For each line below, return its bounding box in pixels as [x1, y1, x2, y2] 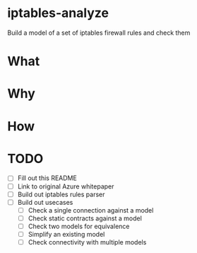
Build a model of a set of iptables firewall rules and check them [7, 28, 191, 37]
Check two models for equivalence [28, 222, 130, 230]
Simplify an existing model [28, 230, 105, 238]
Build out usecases [17, 198, 73, 206]
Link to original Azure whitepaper [17, 182, 114, 191]
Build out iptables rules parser [17, 190, 105, 198]
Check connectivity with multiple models [28, 237, 147, 246]
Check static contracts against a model [28, 214, 143, 223]
